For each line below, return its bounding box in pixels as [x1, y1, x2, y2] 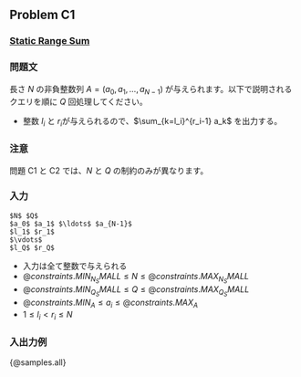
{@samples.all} [9, 356, 67, 368]
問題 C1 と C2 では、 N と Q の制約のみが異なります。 [9, 164, 209, 176]
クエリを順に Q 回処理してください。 [9, 96, 148, 108]
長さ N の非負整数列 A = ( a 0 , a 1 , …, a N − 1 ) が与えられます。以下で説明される [9, 83, 293, 97]
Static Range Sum [9, 35, 90, 47]
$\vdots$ [9, 235, 43, 245]
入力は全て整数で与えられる [22, 260, 128, 271]
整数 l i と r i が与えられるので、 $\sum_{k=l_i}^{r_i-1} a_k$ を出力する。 [22, 116, 283, 129]
